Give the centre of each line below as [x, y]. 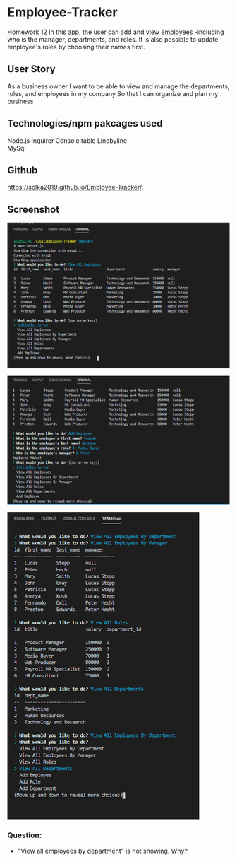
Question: [25, 835]
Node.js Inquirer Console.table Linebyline [67, 140]
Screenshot [34, 209]
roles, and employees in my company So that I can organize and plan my [113, 93]
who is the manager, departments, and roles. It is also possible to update [113, 39]
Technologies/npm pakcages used [85, 123]
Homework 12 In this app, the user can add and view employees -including [116, 32]
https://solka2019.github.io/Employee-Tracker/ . [75, 187]
